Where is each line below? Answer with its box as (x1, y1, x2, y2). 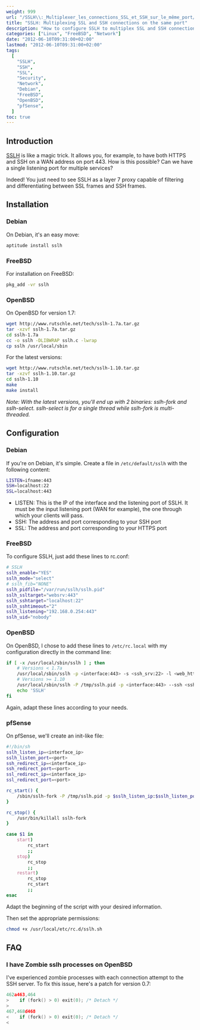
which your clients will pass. (14, 512, 85, 519)
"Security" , (17, 75, 46, 81)
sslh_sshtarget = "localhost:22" (6, 598, 84, 603)
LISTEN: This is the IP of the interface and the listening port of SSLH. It (14, 499, 188, 506)
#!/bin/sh (6, 743, 31, 749)
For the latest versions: (6, 354, 62, 361)
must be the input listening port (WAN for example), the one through (14, 506, 182, 513)
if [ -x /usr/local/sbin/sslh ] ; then (6, 659, 105, 666)
